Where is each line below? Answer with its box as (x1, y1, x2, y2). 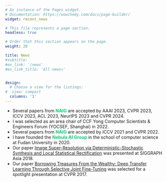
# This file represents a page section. (5, 25, 91, 30)
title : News (5, 53, 30, 58)
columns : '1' (9, 94, 37, 99)
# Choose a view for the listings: (9, 85, 84, 90)
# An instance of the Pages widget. (5, 7, 81, 12)
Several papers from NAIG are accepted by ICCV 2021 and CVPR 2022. (12, 129, 160, 135)
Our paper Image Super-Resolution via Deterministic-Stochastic (12, 145, 144, 151)
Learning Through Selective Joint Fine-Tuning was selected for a (12, 166, 146, 172)
